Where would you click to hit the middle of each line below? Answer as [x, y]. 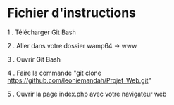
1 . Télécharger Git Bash [42, 32]
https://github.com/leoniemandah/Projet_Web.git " [79, 80]
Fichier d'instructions [72, 13]
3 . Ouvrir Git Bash [34, 59]
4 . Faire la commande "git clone [55, 73]
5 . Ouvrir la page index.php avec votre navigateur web [87, 94]
